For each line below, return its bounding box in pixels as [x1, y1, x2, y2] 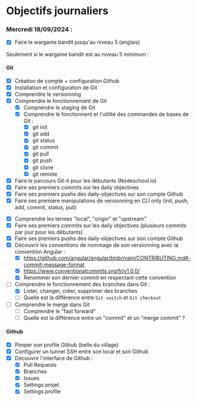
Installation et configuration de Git [14, 84, 97, 91]
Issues [23, 374, 40, 382]
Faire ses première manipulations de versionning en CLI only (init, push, [14, 197, 189, 204]
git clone [32, 164, 54, 171]
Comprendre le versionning [14, 90, 81, 98]
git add [32, 130, 50, 137]
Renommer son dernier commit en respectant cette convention [23, 274, 176, 282]
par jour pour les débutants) [14, 229, 83, 235]
